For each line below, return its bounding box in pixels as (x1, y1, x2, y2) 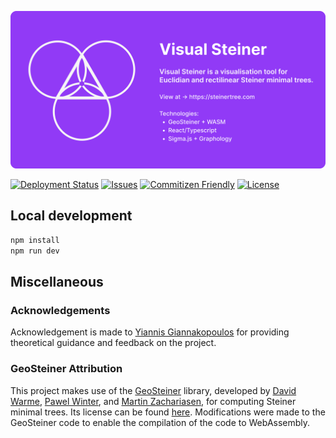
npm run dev (10, 246, 60, 256)
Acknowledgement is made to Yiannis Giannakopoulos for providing (10, 326, 290, 338)
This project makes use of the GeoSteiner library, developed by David (10, 384, 297, 396)
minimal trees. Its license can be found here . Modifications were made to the (10, 406, 326, 418)
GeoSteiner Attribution (10, 362, 123, 376)
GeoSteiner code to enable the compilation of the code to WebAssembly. (10, 416, 311, 428)
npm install (10, 235, 60, 245)
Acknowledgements (10, 303, 111, 317)
